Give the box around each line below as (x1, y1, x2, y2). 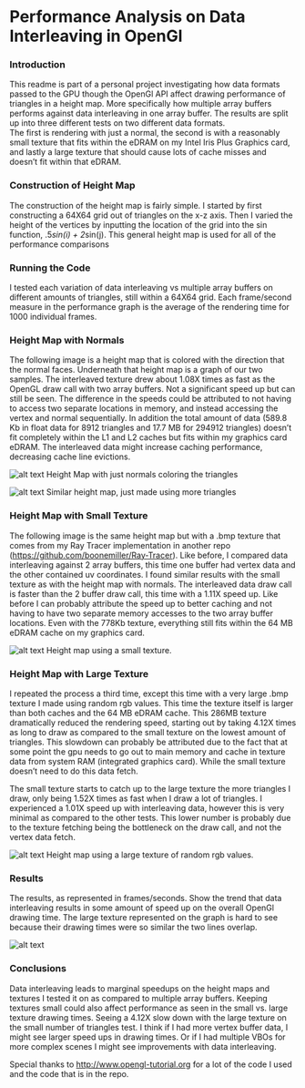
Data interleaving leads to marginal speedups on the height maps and (9, 982, 270, 994)
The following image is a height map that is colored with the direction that (9, 354, 285, 365)
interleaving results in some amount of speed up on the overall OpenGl (9, 902, 275, 913)
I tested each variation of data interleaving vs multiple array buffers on (9, 282, 273, 293)
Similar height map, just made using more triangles (46, 487, 237, 498)
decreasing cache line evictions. (9, 451, 131, 462)
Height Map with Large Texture (9, 667, 149, 680)
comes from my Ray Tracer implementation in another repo (9, 539, 231, 550)
